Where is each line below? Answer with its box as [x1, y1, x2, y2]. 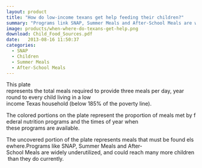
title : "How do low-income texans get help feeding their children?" [6, 14, 185, 20]
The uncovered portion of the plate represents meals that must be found [6, 136, 185, 143]
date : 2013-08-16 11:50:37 [6, 37, 79, 43]
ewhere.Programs [6, 142, 50, 150]
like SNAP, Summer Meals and [51, 142, 127, 150]
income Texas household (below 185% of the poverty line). [6, 100, 152, 107]
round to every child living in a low [6, 94, 91, 101]
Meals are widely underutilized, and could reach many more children [25, 149, 195, 156]
